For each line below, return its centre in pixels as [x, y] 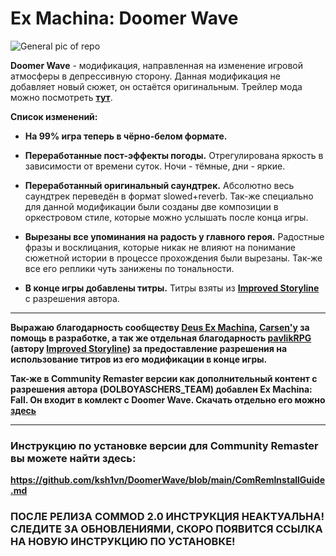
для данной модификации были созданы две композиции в [151, 206]
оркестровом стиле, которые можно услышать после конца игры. [166, 217]
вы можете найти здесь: [73, 458]
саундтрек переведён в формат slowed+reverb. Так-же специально [169, 196]
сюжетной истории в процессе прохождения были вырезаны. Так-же [173, 258]
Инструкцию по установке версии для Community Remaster [164, 445]
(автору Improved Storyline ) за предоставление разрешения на [149, 348]
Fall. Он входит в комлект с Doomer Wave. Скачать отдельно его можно [168, 399]
